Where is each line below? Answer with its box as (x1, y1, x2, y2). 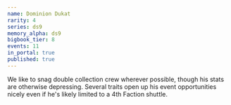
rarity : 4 (7, 17, 37, 24)
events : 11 (7, 43, 39, 50)
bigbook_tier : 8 (7, 36, 55, 43)
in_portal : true (7, 50, 55, 57)
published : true (7, 56, 55, 63)
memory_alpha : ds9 (7, 29, 61, 37)
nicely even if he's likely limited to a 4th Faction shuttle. (7, 90, 168, 98)
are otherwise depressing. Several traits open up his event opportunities (7, 82, 217, 91)
